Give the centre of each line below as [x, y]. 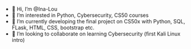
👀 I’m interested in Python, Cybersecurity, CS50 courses [80, 15]
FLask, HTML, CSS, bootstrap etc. [53, 27]
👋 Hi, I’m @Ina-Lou [34, 9]
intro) [18, 40]
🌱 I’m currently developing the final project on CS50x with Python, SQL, [98, 21]
